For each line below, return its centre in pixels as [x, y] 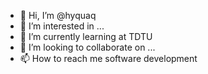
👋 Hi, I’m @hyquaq [58, 15]
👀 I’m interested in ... [62, 26]
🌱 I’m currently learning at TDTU [86, 36]
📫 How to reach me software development [108, 58]
